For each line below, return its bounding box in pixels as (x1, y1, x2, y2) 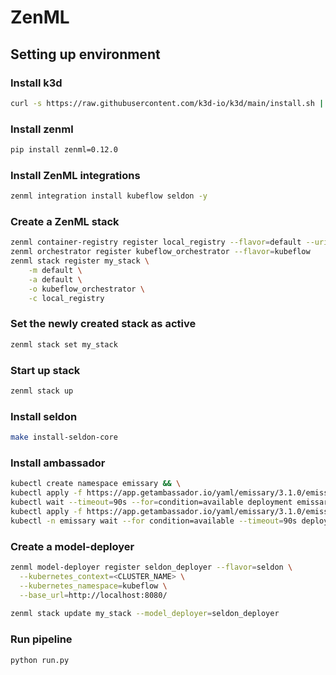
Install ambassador (10, 456, 106, 470)
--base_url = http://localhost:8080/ (19, 590, 168, 600)
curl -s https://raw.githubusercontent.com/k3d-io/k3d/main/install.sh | (10, 98, 325, 108)
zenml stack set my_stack (10, 339, 118, 350)
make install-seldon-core (10, 432, 118, 443)
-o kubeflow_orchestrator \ (28, 284, 145, 294)
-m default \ (28, 266, 83, 276)
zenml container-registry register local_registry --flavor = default (10, 237, 302, 248)
